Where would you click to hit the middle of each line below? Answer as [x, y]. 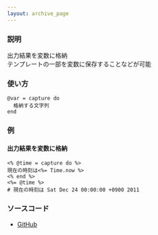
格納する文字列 [31, 106]
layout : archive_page [38, 13]
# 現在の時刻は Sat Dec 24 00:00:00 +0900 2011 [73, 190]
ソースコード [28, 209]
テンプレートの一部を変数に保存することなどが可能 [79, 64]
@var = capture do [33, 98]
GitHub [27, 224]
